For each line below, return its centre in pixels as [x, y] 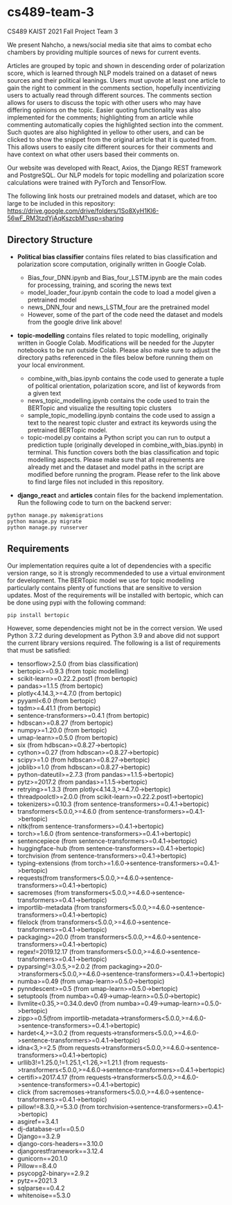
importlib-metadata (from [53, 907]
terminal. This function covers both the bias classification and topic [123, 452]
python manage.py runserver [48, 527]
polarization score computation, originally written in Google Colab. [111, 264]
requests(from [38, 878]
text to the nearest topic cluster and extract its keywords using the [122, 423]
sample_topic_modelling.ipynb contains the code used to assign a [122, 415]
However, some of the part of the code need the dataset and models [125, 314]
